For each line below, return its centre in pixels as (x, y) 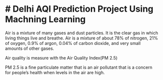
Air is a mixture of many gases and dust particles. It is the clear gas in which (82, 33)
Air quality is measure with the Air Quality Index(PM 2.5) (61, 58)
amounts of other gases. (30, 48)
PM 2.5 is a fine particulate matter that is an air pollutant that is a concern (79, 67)
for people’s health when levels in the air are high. (55, 72)
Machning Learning (45, 19)
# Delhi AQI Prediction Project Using (79, 9)
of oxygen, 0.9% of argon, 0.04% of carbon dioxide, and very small (73, 43)
